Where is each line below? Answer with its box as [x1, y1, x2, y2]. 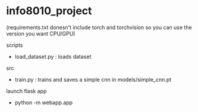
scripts [6, 41, 23, 49]
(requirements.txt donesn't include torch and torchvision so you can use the [6, 24, 192, 31]
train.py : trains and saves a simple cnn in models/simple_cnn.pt [14, 76, 172, 83]
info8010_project [6, 4, 92, 18]
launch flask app [6, 87, 47, 94]
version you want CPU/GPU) [6, 30, 76, 37]
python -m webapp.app [14, 99, 73, 106]
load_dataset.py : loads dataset [14, 53, 92, 60]
